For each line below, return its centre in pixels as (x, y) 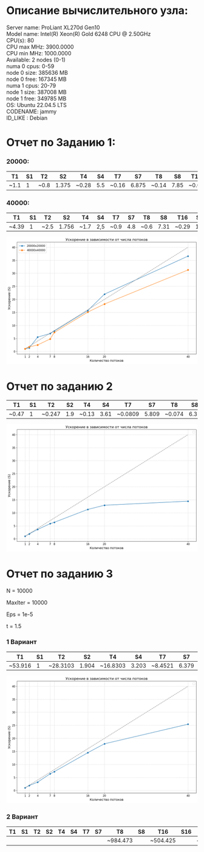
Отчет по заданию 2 (60, 386)
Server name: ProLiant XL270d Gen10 (53, 27)
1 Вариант (22, 642)
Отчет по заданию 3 (60, 574)
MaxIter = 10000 (27, 602)
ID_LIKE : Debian (27, 118)
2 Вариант (22, 817)
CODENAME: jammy (32, 111)
